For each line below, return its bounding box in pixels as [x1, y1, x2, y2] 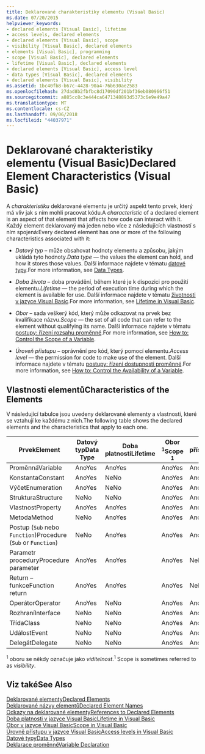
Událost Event [9, 629, 48, 637]
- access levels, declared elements [6, 32, 99, 38]
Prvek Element [18, 446, 60, 454]
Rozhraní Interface [9, 609, 61, 617]
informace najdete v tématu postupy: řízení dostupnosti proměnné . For [15, 360, 192, 368]
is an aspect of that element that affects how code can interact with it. [6, 215, 182, 223]
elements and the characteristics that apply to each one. [6, 423, 148, 431]
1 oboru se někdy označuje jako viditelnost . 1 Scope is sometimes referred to [6, 654, 196, 662]
